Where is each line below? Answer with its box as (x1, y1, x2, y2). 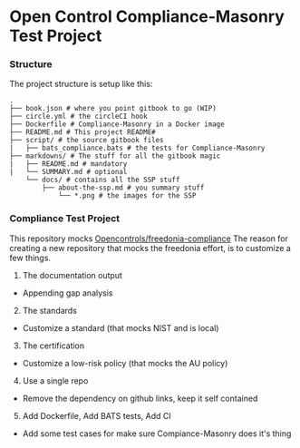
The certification (22, 340, 85, 351)
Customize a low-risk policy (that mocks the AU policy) (22, 357, 228, 368)
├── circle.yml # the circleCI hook (9, 112, 148, 122)
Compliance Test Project (9, 212, 121, 225)
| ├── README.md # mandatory (9, 160, 128, 169)
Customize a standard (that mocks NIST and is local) (22, 322, 219, 333)
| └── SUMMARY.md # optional (9, 168, 128, 177)
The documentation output (22, 269, 122, 280)
